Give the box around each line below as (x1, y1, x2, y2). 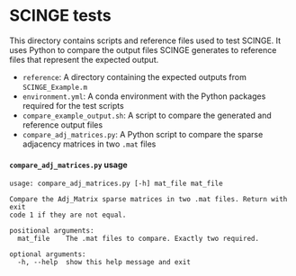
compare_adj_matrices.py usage (9, 159, 128, 170)
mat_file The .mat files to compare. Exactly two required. (17, 235, 259, 244)
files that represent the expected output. (9, 54, 159, 65)
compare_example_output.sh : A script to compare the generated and (22, 110, 272, 120)
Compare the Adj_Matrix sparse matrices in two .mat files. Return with (9, 195, 288, 204)
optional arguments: (9, 250, 87, 259)
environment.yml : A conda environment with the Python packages (22, 91, 266, 102)
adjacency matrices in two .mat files (22, 138, 157, 149)
